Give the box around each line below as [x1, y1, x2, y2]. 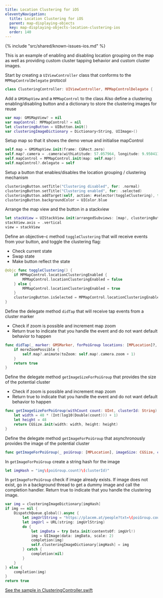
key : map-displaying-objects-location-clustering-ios [9, 25, 120, 30]
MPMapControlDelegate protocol [5, 77, 66, 83]
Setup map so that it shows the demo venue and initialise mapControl [5, 138, 144, 143]
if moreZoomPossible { [14, 347, 60, 352]
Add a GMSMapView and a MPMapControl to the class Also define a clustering [5, 95, 152, 101]
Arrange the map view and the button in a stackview [5, 206, 110, 212]
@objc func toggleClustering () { [5, 268, 73, 273]
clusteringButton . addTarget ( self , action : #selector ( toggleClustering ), [5, 193, 155, 198]
